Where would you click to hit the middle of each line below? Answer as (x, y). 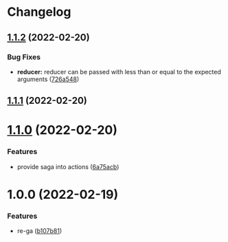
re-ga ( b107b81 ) (39, 231)
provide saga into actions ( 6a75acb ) (68, 166)
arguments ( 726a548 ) (48, 79)
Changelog (39, 12)
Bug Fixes (24, 57)
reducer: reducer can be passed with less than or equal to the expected (119, 71)
